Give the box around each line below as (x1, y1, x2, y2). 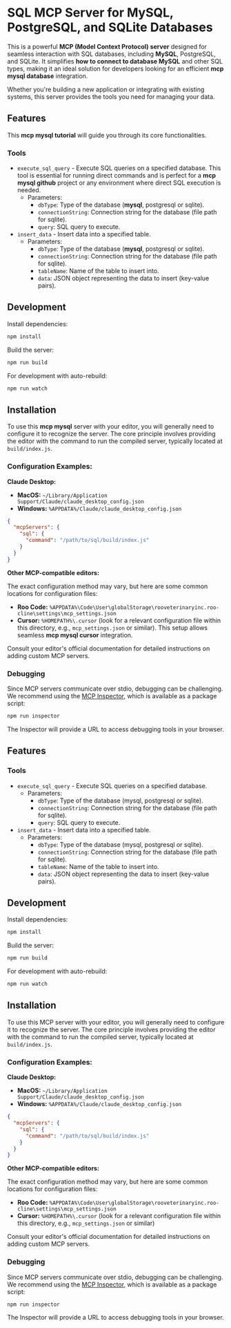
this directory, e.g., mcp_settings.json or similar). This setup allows (17, 624, 208, 632)
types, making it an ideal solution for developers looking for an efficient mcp (7, 64, 224, 73)
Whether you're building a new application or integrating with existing (7, 85, 205, 93)
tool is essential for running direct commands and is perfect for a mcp (17, 171, 216, 180)
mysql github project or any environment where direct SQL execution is (17, 178, 221, 187)
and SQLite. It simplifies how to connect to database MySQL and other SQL (7, 57, 223, 65)
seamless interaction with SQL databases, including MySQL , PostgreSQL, (7, 50, 216, 58)
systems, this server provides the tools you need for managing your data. (7, 92, 215, 101)
